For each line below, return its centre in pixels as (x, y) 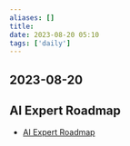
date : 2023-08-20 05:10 (55, 34)
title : (22, 26)
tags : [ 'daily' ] (40, 43)
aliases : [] (32, 18)
